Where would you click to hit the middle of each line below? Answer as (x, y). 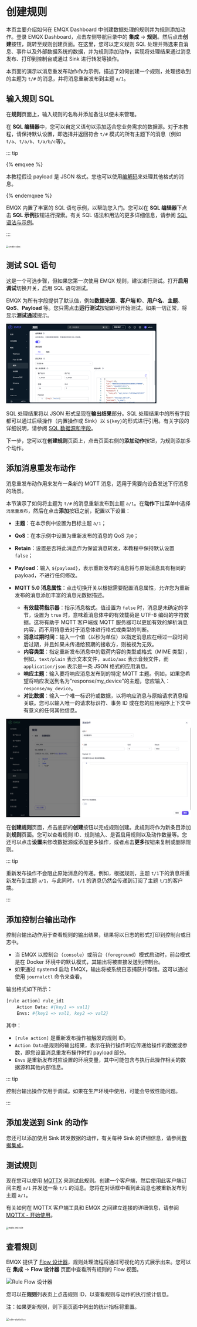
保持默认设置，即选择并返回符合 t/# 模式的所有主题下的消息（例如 (101, 134)
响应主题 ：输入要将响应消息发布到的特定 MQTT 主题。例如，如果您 (104, 673)
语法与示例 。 (21, 222)
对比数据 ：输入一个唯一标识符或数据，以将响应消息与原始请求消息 (103, 695)
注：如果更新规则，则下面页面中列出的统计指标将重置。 (73, 1307)
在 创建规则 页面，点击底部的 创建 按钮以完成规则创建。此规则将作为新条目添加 (98, 828)
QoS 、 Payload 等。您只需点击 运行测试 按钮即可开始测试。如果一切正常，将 (97, 308)
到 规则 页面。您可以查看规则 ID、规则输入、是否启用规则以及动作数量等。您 (97, 835)
